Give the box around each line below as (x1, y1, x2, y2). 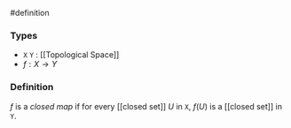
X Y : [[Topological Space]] (22, 49, 120, 60)
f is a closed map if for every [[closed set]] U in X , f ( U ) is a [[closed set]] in (10, 101, 283, 111)
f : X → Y (22, 59, 58, 70)
